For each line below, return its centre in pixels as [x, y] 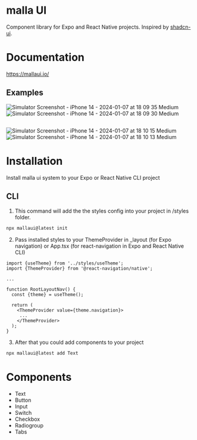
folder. [23, 217]
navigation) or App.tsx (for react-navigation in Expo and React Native [99, 246]
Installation [35, 161]
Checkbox [27, 419]
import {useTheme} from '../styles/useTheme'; [65, 263]
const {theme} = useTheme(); [48, 294]
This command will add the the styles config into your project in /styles [102, 211]
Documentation [46, 58]
